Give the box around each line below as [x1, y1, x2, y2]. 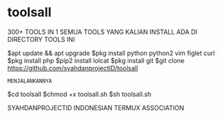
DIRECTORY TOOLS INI [7, 35, 75, 43]
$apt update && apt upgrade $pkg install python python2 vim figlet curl [7, 49, 215, 57]
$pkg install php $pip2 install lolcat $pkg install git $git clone [7, 56, 184, 64]
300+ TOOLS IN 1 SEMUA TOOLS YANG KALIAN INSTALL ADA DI [7, 28, 198, 36]
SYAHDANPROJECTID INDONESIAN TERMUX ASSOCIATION [7, 103, 184, 112]
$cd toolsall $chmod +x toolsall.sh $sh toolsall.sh [7, 90, 152, 98]
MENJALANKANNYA [7, 77, 52, 85]
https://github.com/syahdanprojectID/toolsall [7, 64, 138, 72]
